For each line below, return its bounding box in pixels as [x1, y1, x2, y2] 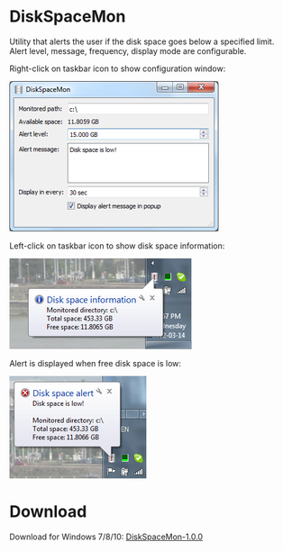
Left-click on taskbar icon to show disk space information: [9, 240, 225, 251]
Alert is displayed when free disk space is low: [9, 357, 182, 368]
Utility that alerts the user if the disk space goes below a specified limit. [9, 36, 275, 47]
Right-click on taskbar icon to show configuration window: [9, 63, 226, 74]
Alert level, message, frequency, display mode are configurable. [9, 45, 247, 56]
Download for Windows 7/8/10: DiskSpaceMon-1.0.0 [9, 531, 204, 542]
